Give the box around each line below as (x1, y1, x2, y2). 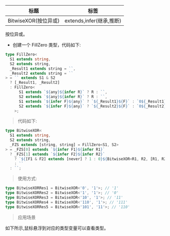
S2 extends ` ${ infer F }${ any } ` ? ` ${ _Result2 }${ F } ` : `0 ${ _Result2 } (18, 104, 166, 109)
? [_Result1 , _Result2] (10, 80, 60, 85)
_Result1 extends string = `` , (10, 66, 76, 71)
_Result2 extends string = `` (10, 71, 73, 76)
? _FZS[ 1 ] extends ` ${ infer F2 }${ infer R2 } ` (10, 152, 105, 157)
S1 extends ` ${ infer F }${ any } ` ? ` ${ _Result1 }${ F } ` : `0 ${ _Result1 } (18, 99, 166, 104)
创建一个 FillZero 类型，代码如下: (12, 42, 81, 48)
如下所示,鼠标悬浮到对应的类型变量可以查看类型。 (5, 225, 109, 231)
